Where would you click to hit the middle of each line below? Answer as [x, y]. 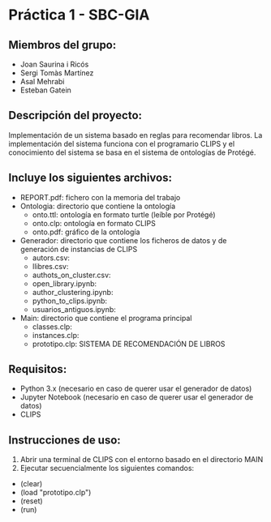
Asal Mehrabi [42, 81]
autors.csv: [51, 258]
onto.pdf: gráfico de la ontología [86, 232]
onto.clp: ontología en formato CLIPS [94, 223]
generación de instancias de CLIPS [79, 249]
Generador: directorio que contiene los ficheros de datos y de [123, 240]
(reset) [31, 501]
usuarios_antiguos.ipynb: [74, 309]
